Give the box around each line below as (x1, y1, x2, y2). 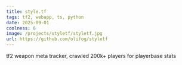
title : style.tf (6, 8, 47, 15)
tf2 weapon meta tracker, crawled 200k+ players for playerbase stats (6, 53, 177, 59)
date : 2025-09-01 (6, 19, 50, 25)
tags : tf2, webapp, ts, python (6, 14, 84, 20)
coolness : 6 (6, 25, 36, 31)
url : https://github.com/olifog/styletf (6, 36, 109, 42)
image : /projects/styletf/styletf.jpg (6, 31, 103, 37)
